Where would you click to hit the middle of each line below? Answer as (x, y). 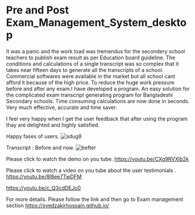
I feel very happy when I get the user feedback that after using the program (97, 118)
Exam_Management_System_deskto (96, 23)
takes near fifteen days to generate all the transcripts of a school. (85, 70)
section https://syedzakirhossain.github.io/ (58, 205)
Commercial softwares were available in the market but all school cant (91, 76)
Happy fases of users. (33, 136)
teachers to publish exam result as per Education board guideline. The (91, 57)
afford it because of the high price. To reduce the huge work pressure (90, 82)
